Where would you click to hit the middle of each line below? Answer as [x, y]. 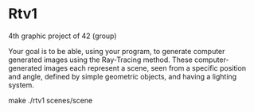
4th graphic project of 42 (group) [63, 36]
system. [21, 85]
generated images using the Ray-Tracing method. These [100, 60]
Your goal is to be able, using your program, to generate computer [117, 51]
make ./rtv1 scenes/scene [51, 100]
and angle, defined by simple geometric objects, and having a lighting [123, 76]
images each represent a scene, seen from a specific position [145, 68]
